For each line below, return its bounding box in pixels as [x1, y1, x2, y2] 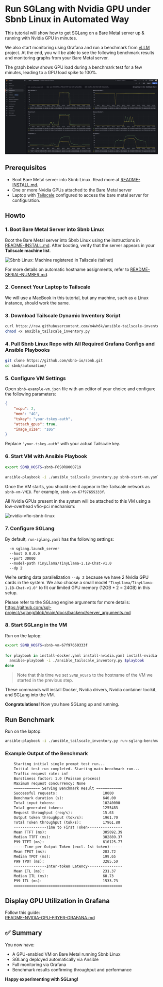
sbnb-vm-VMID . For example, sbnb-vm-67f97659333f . [5, 489, 106, 495]
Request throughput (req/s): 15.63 [14, 810, 114, 816]
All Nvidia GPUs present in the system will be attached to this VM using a [5, 498, 151, 504]
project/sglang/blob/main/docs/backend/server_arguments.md [5, 609, 131, 615]
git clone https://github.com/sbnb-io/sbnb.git [5, 358, 103, 363]
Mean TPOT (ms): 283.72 [14, 849, 116, 854]
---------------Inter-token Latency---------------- [14, 864, 123, 869]
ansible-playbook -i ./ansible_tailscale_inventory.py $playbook [9, 658, 145, 663]
